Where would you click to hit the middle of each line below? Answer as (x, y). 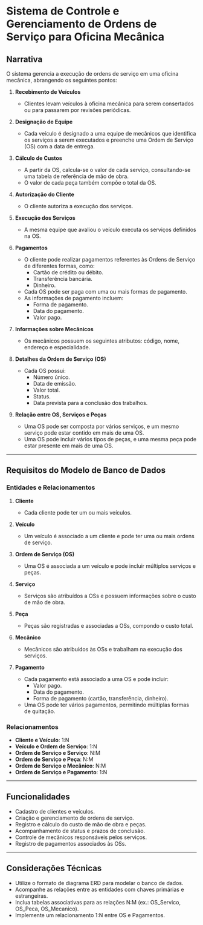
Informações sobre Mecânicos (54, 329)
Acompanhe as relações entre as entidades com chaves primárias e (99, 889)
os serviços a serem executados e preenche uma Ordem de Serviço (109, 140)
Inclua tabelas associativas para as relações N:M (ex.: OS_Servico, (98, 902)
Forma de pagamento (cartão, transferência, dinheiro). (101, 698)
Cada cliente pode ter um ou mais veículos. (78, 512)
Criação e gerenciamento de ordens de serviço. (74, 818)
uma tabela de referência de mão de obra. (76, 176)
